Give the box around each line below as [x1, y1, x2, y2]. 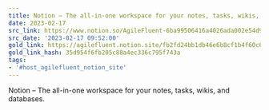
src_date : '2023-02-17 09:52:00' [8, 33, 120, 42]
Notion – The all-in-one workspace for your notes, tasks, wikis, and [8, 85, 231, 95]
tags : [8, 57, 26, 65]
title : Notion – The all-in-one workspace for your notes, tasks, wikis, [8, 11, 260, 20]
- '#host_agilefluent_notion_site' [8, 64, 127, 72]
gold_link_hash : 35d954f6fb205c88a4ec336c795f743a [8, 49, 181, 57]
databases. [8, 93, 46, 104]
